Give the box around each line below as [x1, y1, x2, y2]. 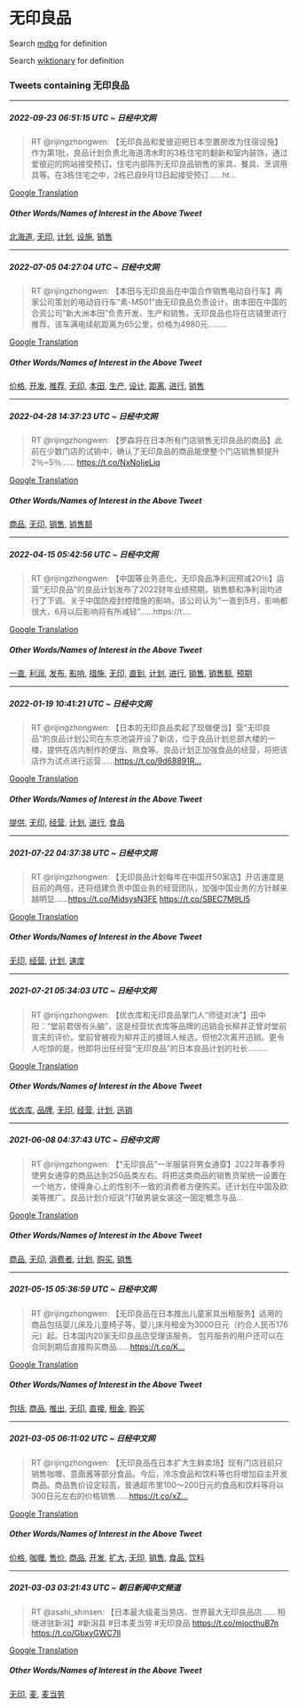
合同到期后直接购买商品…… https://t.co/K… [30, 1341, 186, 1352]
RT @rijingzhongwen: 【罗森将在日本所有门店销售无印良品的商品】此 [30, 435, 283, 446]
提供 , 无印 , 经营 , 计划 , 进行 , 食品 [9, 817, 125, 827]
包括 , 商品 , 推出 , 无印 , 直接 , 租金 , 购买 [9, 1403, 145, 1413]
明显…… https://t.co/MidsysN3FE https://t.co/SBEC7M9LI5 [38, 893, 251, 904]
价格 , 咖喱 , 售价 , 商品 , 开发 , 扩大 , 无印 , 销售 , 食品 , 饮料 [9, 1552, 205, 1562]
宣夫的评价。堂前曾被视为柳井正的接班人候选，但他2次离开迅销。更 [30, 1032, 278, 1042]
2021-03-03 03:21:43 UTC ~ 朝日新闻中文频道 [9, 1582, 181, 1593]
